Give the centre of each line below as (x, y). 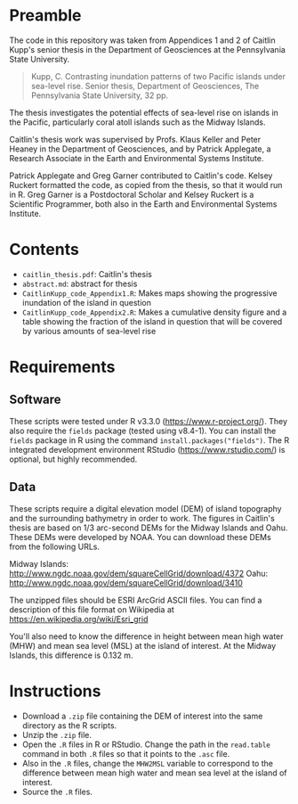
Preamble (45, 16)
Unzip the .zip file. (56, 734)
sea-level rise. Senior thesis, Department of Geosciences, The (145, 86)
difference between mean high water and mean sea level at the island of (154, 773)
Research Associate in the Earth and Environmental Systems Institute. (137, 158)
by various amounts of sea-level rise (89, 331)
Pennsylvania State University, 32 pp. (100, 95)
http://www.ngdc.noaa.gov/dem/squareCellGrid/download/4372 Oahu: (139, 573)
